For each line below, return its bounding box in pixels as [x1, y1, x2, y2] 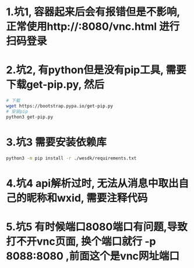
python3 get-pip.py [6, 114, 54, 120]
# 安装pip [6, 109, 28, 114]
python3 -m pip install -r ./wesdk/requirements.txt [6, 155, 137, 161]
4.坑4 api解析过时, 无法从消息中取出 [6, 176, 179, 190]
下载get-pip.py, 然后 [6, 78, 105, 91]
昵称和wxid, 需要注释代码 [26, 191, 148, 204]
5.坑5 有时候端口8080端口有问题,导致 [6, 220, 188, 234]
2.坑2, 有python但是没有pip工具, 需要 [6, 64, 186, 76]
